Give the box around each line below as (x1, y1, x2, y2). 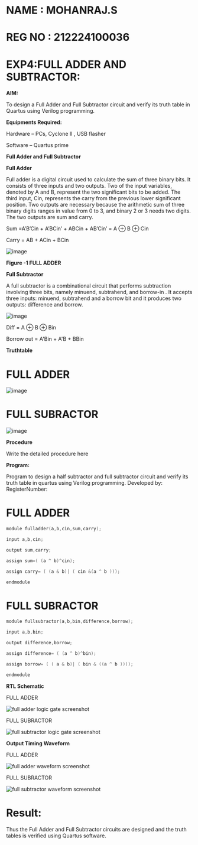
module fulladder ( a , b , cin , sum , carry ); (6, 526, 102, 532)
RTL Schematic (6, 683, 44, 690)
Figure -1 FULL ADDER (6, 259, 61, 266)
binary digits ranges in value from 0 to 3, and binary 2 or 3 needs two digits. (6, 207, 191, 214)
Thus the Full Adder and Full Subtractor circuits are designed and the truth (6, 826, 187, 833)
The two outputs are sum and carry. (6, 214, 93, 221)
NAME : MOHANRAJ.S (6, 4, 118, 17)
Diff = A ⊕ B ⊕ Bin (6, 324, 56, 331)
